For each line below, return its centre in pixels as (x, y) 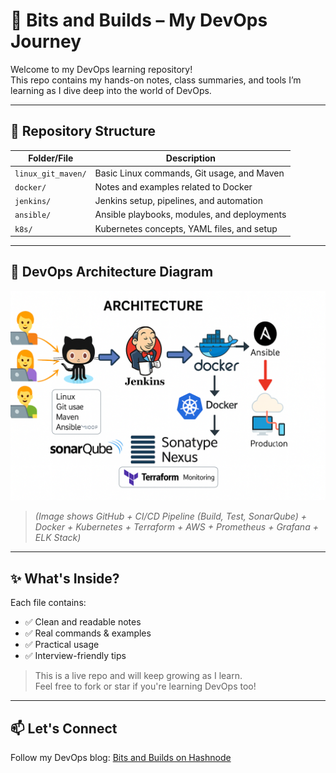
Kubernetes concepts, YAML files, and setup (186, 228)
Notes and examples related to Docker (173, 186)
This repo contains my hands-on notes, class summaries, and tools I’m (156, 80)
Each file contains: (48, 603)
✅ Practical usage (62, 645)
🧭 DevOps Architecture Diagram (112, 272)
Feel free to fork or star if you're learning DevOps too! (145, 686)
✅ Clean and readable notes (83, 622)
